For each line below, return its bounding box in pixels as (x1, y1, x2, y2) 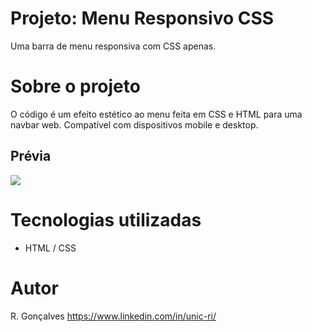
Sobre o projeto (10, 75, 141, 98)
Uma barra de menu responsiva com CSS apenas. (10, 40, 217, 52)
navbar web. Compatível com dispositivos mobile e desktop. (10, 118, 259, 131)
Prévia (10, 148, 52, 165)
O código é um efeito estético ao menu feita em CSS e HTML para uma (10, 108, 303, 120)
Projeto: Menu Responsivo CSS (10, 7, 275, 30)
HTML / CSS (24, 242, 77, 254)
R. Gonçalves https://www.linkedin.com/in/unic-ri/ (10, 310, 217, 322)
